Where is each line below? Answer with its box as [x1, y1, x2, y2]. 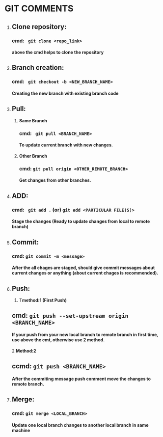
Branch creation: [11, 63, 64, 72]
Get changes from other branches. [19, 177, 91, 183]
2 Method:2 [11, 348, 36, 354]
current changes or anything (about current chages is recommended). [11, 270, 159, 276]
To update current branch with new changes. [19, 142, 113, 148]
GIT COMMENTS [4, 3, 74, 14]
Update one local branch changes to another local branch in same [11, 422, 149, 428]
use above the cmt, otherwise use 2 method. [11, 337, 105, 343]
